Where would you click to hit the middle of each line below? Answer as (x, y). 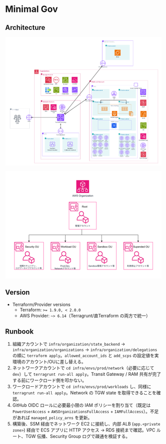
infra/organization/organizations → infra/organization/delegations (85, 350)
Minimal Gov (32, 9)
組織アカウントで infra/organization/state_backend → (69, 344)
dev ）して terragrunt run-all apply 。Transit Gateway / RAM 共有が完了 (87, 374)
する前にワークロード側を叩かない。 (49, 380)
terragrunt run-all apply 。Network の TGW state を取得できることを (84, 393)
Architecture (25, 28)
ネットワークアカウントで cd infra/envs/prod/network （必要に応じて (83, 368)
